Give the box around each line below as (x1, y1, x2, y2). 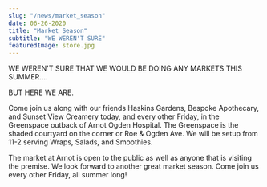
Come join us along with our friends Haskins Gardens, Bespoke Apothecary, (8, 104, 259, 113)
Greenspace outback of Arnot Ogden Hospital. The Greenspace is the (8, 120, 239, 130)
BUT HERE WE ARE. (8, 87, 74, 97)
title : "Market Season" (8, 26, 88, 35)
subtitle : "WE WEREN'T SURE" (8, 34, 106, 43)
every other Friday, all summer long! (8, 170, 127, 180)
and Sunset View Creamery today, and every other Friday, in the (8, 112, 220, 121)
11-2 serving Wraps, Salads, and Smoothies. (8, 137, 153, 147)
